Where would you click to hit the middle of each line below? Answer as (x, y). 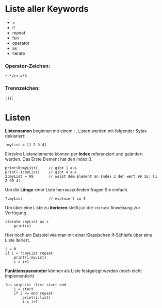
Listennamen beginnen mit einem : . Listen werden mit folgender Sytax (76, 131)
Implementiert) (20, 276)
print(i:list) (37, 298)
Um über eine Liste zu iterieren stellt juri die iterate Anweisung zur (73, 208)
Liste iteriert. (18, 240)
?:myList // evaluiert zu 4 (45, 199)
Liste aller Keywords (47, 9)
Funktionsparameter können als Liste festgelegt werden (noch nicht (73, 271)
